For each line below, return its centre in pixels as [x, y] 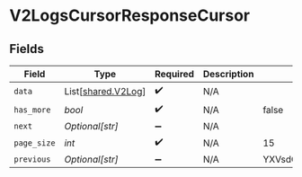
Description [228, 74]
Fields [27, 49]
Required [174, 74]
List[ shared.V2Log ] [105, 91]
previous [32, 159]
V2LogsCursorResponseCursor [129, 16]
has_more [32, 110]
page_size [35, 143]
